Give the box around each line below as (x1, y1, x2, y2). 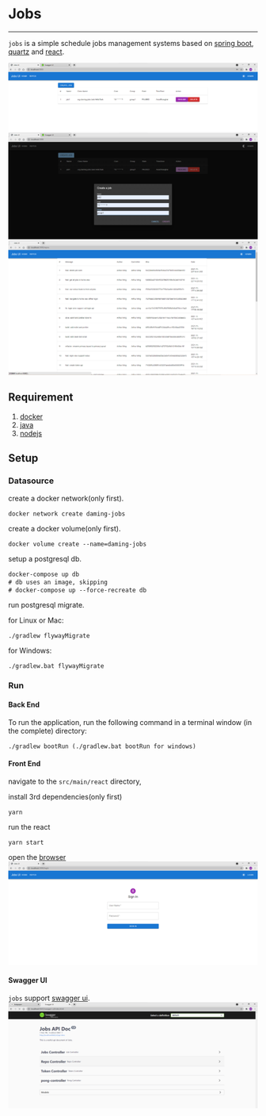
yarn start (8, 838, 44, 846)
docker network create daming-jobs (8, 509, 126, 518)
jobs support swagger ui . (8, 993, 90, 1003)
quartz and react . (8, 47, 65, 56)
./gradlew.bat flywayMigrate (8, 662, 104, 670)
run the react (8, 822, 51, 831)
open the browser (8, 852, 66, 861)
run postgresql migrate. (8, 600, 85, 609)
